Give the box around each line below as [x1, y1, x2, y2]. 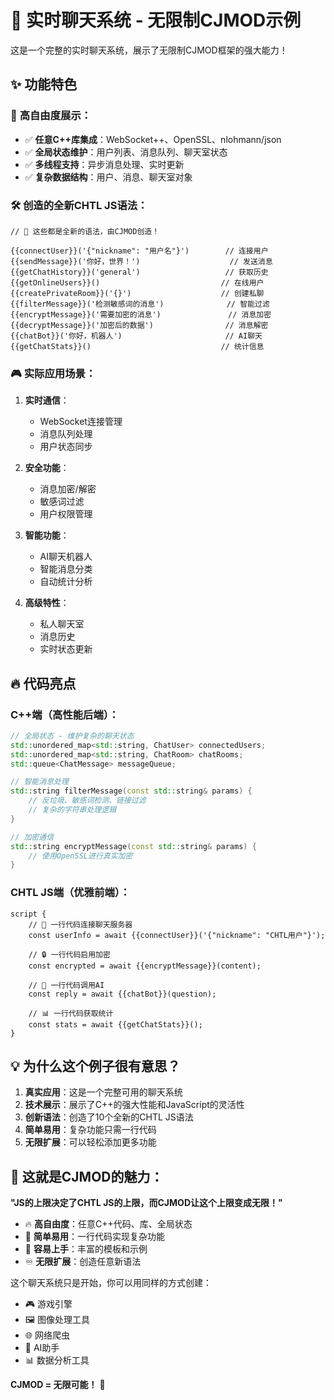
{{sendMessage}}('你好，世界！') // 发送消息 [10, 256, 273, 266]
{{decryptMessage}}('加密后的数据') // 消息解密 [10, 320, 269, 330]
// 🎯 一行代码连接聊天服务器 [28, 919, 133, 930]
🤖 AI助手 [24, 1342, 60, 1354]
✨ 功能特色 [10, 76, 78, 93]
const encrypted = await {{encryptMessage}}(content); [28, 961, 262, 971]
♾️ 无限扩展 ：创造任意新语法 [24, 1256, 142, 1268]
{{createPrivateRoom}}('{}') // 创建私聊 [10, 288, 265, 298]
